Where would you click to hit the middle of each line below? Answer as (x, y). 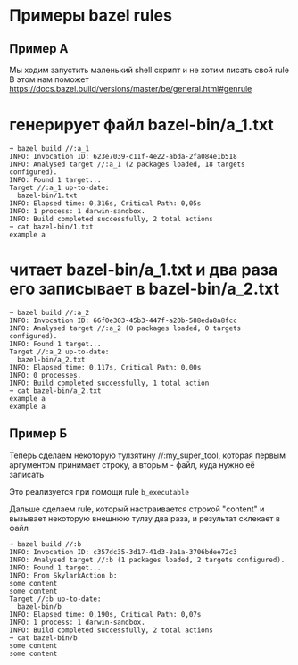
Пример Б (38, 434)
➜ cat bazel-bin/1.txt (51, 227)
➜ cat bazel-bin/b (43, 638)
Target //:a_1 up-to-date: (59, 187)
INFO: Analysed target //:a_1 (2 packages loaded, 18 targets (127, 164)
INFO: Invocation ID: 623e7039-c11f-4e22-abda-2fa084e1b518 (124, 156)
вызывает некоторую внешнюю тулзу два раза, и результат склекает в (145, 518)
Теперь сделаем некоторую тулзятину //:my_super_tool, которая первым (147, 455)
